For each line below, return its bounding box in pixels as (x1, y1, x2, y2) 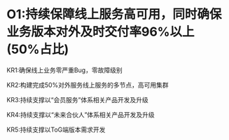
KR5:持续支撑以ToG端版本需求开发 (6, 125, 106, 134)
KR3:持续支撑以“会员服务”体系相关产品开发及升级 (6, 95, 148, 104)
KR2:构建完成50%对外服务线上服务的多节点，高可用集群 (6, 80, 169, 89)
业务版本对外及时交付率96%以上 (6, 24, 195, 40)
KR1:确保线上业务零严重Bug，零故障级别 (6, 66, 123, 74)
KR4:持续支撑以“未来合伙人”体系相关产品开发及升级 (6, 110, 155, 119)
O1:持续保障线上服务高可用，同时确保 (6, 6, 222, 22)
